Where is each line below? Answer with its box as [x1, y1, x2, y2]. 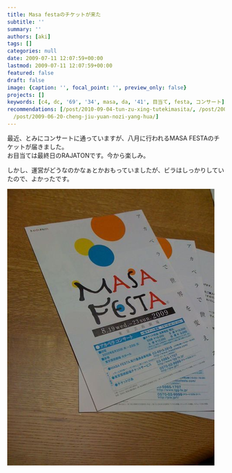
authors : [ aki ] [7, 33, 51, 40]
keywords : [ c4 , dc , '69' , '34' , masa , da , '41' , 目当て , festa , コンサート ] [7, 99, 225, 106]
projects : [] [7, 91, 45, 98]
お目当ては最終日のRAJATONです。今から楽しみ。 [7, 151, 150, 159]
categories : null [7, 48, 57, 55]
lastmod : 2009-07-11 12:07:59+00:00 [7, 62, 113, 69]
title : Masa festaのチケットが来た [7, 11, 101, 18]
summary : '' [7, 26, 41, 33]
